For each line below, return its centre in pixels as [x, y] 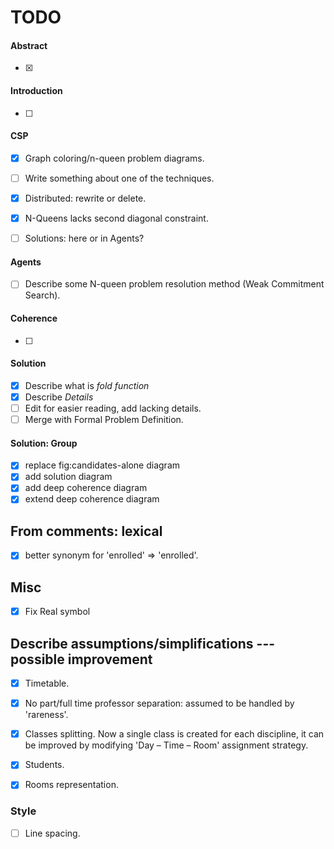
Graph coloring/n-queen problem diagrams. [114, 158]
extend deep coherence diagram [92, 499]
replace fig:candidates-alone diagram [102, 465]
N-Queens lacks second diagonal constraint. [116, 218]
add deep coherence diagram [86, 488]
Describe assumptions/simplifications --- [143, 643]
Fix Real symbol [57, 612]
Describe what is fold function [87, 385]
